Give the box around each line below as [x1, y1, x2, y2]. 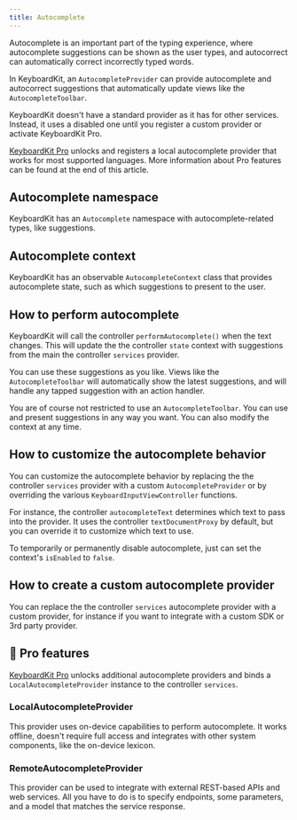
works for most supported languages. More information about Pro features [9, 154, 282, 165]
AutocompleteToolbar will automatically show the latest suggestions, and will [9, 376, 286, 387]
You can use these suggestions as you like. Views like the [9, 367, 220, 378]
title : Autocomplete [9, 12, 86, 22]
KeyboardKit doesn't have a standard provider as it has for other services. [9, 109, 279, 120]
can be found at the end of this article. [9, 164, 149, 175]
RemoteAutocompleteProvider [9, 761, 144, 774]
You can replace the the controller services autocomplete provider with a [9, 601, 277, 612]
